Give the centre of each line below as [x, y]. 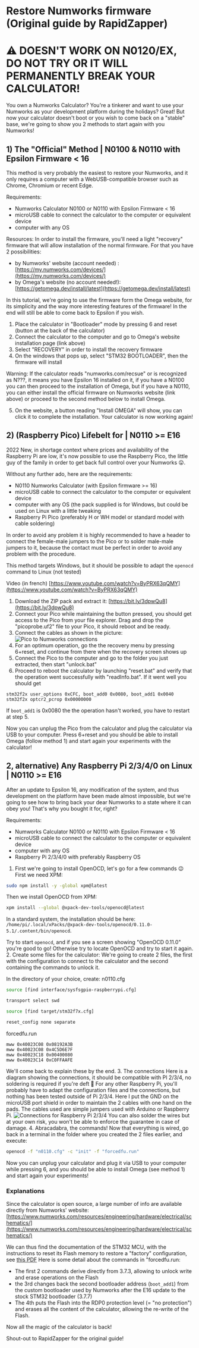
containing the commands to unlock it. [53, 967]
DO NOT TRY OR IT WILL [67, 63]
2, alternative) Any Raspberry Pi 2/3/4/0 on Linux [99, 766]
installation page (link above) [50, 343]
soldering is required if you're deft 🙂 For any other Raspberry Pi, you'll [92, 1083]
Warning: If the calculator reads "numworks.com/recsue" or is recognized [97, 374]
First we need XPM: [39, 874]
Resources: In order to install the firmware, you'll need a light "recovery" [94, 239]
